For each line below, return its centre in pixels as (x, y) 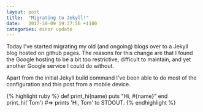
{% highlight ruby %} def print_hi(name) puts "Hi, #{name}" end (87, 96)
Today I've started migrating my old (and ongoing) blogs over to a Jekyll (97, 47)
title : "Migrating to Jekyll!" (48, 18)
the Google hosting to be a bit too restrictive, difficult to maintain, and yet (99, 59)
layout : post (23, 12)
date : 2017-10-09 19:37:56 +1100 (52, 23)
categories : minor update (39, 29)
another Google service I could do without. (60, 66)
